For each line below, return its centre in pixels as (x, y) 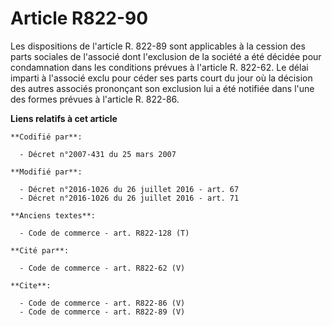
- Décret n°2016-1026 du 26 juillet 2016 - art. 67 (129, 189)
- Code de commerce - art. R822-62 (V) (102, 268)
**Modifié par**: (46, 172)
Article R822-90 (79, 18)
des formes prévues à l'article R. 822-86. (95, 99)
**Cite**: (31, 285)
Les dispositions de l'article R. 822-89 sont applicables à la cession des (158, 46)
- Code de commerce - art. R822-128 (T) (104, 233)
